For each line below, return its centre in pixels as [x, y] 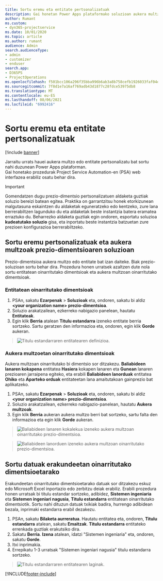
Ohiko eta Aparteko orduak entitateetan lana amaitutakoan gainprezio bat [79, 379]
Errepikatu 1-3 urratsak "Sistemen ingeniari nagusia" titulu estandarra [81, 550]
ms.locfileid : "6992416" [30, 105]
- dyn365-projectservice [30, 28]
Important [15, 186]
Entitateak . [23, 316]
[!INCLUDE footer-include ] [31, 574]
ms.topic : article [24, 37]
